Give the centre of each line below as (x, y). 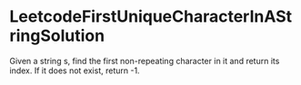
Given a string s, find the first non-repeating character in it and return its (145, 61)
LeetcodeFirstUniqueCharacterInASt (151, 17)
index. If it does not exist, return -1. (75, 71)
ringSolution (57, 36)
